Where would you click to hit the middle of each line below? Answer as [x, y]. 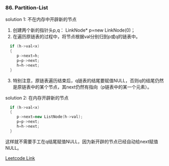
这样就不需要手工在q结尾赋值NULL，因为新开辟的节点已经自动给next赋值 [82, 141]
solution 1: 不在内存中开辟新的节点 [41, 19]
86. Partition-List [27, 8]
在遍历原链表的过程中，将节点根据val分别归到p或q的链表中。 [76, 37]
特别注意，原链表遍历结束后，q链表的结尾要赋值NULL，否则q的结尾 [84, 80]
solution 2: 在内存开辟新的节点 [37, 98]
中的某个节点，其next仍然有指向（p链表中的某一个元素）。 [91, 87]
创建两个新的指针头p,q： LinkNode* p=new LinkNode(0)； [74, 30]
